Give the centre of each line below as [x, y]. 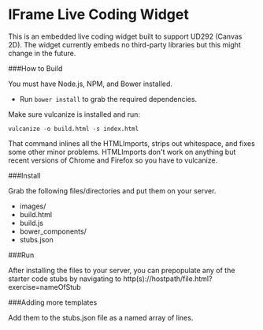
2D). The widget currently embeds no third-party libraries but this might [125, 44]
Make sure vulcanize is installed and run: [74, 114]
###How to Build [35, 68]
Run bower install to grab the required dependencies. [108, 99]
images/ [33, 206]
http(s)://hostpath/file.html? [168, 279]
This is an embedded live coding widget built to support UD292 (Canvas [125, 36]
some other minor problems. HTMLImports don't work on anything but [122, 152]
